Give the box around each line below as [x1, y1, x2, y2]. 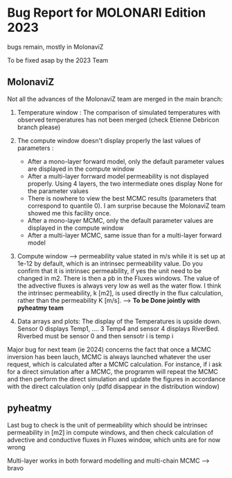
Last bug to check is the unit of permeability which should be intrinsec [7, 420, 208, 429]
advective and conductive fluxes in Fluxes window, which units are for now [7, 436, 221, 444]
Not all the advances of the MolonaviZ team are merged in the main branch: [7, 94, 223, 103]
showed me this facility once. [27, 208, 111, 217]
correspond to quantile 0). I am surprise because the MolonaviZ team [27, 201, 226, 210]
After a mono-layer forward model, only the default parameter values [27, 157, 225, 165]
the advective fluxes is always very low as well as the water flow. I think [17, 281, 222, 290]
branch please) [17, 123, 61, 131]
